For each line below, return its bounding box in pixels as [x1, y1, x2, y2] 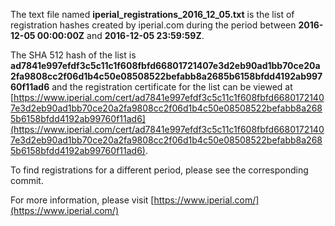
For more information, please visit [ [10, 194, 155, 206]
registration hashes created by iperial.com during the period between [10, 19, 297, 31]
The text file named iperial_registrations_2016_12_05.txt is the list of [10, 9, 295, 20]
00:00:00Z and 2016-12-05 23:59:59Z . [36, 30, 205, 41]
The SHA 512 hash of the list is [10, 49, 137, 61]
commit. [10, 175, 44, 186]
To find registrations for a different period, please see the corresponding [10, 164, 309, 176]
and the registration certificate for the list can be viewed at [51, 81, 293, 93]
